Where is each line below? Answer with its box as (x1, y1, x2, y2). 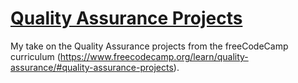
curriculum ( (10, 50, 61, 62)
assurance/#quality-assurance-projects (10, 61, 174, 73)
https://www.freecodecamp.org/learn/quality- (59, 50, 249, 62)
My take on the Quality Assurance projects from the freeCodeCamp (10, 40, 289, 52)
